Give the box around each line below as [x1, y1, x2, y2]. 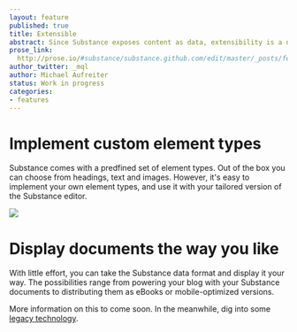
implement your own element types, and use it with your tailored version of [9, 181, 282, 192]
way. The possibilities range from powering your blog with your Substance [9, 277, 280, 288]
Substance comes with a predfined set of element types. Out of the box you [9, 163, 286, 174]
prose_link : [9, 46, 53, 55]
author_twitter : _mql [9, 63, 89, 72]
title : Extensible [9, 29, 77, 38]
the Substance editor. [9, 191, 88, 202]
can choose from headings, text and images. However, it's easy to [9, 172, 250, 182]
